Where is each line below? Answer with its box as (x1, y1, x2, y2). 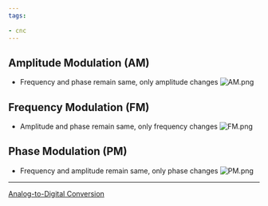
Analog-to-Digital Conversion (8, 188, 105, 198)
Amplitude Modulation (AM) (8, 56, 150, 69)
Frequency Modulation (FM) (8, 101, 150, 114)
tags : (8, 11, 26, 20)
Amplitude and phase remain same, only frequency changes (19, 121, 218, 131)
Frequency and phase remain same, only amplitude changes (19, 77, 219, 87)
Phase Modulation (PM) (8, 145, 128, 158)
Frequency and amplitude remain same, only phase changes (19, 165, 219, 176)
